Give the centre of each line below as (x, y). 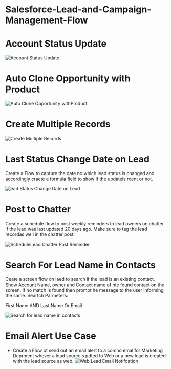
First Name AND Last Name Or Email (44, 305)
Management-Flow (47, 20)
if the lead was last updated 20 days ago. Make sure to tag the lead (76, 229)
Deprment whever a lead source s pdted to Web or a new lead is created (89, 355)
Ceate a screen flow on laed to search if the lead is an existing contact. (80, 279)
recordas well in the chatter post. (40, 234)
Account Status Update (56, 44)
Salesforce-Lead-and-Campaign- (78, 9)
